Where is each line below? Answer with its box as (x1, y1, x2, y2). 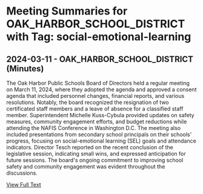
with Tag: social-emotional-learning (6, 30, 191, 44)
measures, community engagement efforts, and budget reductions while (6, 118, 187, 125)
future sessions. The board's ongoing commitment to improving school (6, 157, 184, 164)
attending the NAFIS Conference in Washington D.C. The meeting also (6, 124, 181, 131)
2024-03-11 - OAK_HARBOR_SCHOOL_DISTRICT (6, 54, 194, 64)
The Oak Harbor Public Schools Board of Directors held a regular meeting (6, 80, 190, 86)
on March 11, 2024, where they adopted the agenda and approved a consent (6, 86, 197, 93)
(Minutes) (6, 63, 44, 74)
